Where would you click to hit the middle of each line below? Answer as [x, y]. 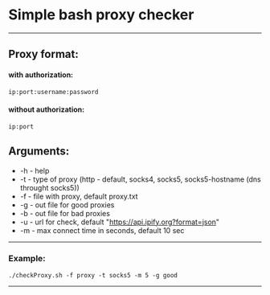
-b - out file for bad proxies [65, 213]
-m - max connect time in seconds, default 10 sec [102, 230]
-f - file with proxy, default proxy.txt [79, 196]
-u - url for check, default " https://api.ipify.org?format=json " [119, 222]
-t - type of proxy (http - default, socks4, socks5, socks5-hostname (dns [140, 179]
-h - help [35, 170]
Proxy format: [43, 54]
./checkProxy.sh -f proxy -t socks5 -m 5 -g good [93, 275]
